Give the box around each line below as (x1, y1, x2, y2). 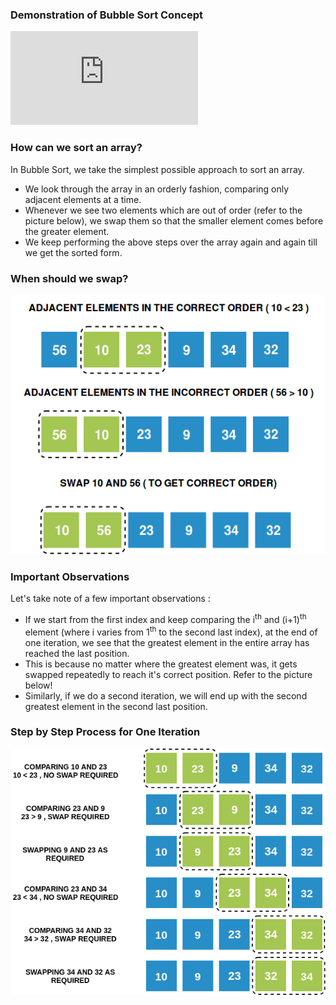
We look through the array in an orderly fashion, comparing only (24, 183, 290, 195)
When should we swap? (10, 271, 129, 285)
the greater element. (24, 225, 110, 237)
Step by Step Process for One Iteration (10, 725, 201, 739)
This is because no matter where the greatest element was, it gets (24, 658, 298, 670)
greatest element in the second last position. (24, 700, 208, 712)
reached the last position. (24, 647, 130, 659)
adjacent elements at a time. (24, 193, 142, 205)
